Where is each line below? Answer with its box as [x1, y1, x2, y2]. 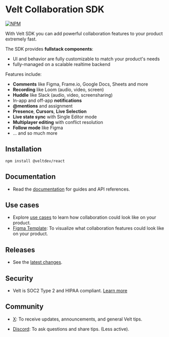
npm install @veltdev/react [5, 158, 65, 163]
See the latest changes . [12, 259, 63, 265]
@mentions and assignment [12, 102, 73, 109]
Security [5, 274, 33, 283]
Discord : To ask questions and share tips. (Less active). [12, 326, 129, 332]
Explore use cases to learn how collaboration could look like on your [12, 214, 157, 221]
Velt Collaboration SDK [5, 4, 105, 15]
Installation [5, 145, 42, 154]
